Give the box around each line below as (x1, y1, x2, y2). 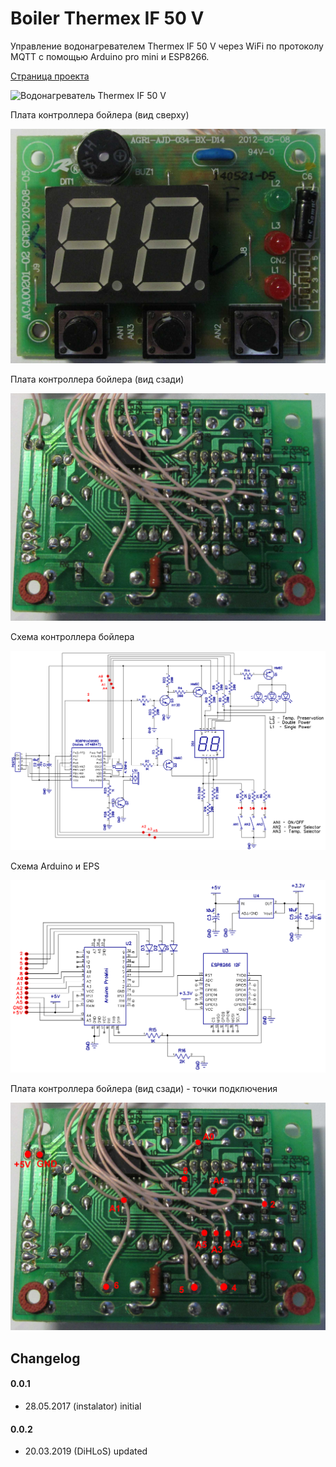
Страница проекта (10, 70, 90, 82)
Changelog (10, 1350, 81, 1367)
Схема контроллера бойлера (10, 631, 135, 643)
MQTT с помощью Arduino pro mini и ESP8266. (10, 50, 210, 62)
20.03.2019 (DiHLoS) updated (24, 1445, 148, 1457)
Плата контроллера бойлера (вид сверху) (10, 108, 190, 121)
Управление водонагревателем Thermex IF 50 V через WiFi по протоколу (10, 40, 324, 52)
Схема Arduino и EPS (10, 860, 100, 872)
